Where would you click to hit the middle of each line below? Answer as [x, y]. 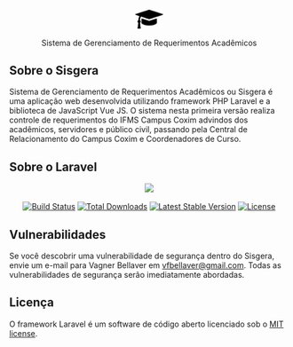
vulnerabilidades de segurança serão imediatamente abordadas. [127, 275]
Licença [32, 303]
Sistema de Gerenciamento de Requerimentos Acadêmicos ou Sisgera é [141, 92]
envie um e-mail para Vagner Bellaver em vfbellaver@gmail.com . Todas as [145, 265]
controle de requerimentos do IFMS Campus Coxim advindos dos [129, 120]
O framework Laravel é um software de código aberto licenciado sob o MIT [146, 324]
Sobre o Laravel [53, 166]
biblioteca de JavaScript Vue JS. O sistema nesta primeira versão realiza [142, 111]
